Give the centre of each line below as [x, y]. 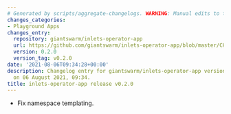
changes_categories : [37, 20]
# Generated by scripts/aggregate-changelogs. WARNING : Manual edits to [113, 13]
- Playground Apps [33, 26]
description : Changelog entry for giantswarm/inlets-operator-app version [117, 71]
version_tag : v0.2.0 [43, 58]
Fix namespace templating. [55, 103]
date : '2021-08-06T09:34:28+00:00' [58, 65]
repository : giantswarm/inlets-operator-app [78, 39]
